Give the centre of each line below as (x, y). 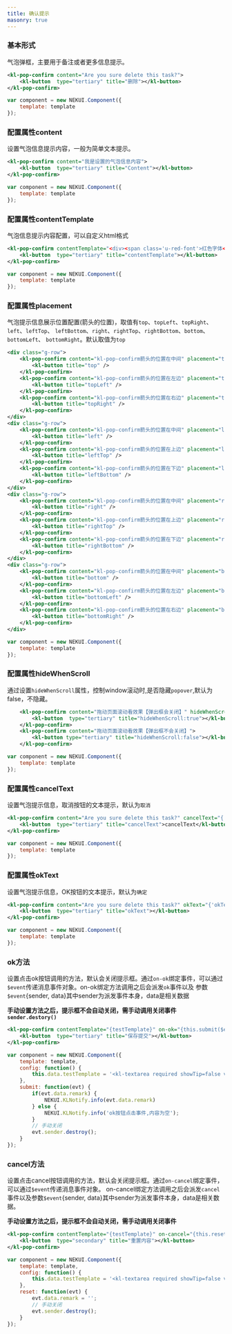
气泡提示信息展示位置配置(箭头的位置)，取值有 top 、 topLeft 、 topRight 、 (110, 322)
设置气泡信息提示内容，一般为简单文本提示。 (71, 149)
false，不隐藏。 (29, 698)
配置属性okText (33, 875)
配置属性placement (40, 306)
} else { (45, 1106)
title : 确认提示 (28, 13)
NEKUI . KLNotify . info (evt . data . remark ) (100, 1100)
